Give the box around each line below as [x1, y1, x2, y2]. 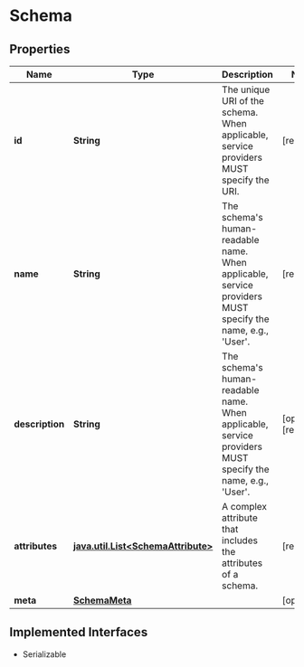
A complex [221, 501, 268, 512]
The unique [221, 83, 271, 96]
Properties [9, 42, 71, 57]
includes [221, 534, 258, 547]
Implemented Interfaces [9, 625, 148, 640]
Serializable [22, 648, 67, 660]
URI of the [221, 95, 265, 107]
